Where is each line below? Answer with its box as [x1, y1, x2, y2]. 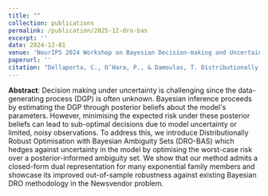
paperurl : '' [8, 57, 52, 65]
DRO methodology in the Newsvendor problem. [8, 178, 164, 188]
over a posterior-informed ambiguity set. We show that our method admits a [8, 153, 258, 163]
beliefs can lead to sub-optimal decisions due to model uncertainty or [8, 119, 238, 128]
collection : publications [8, 19, 94, 27]
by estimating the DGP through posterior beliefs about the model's [8, 102, 227, 112]
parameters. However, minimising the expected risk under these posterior [8, 111, 250, 120]
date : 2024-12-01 [8, 41, 66, 49]
